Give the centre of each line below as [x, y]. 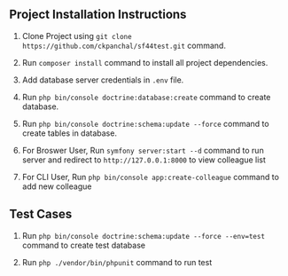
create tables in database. [70, 133]
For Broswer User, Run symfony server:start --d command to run [143, 150]
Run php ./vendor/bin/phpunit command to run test [117, 262]
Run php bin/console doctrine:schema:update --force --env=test [144, 235]
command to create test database [84, 245]
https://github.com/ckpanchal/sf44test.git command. [124, 45]
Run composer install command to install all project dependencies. [145, 62]
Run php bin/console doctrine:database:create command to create [146, 97]
